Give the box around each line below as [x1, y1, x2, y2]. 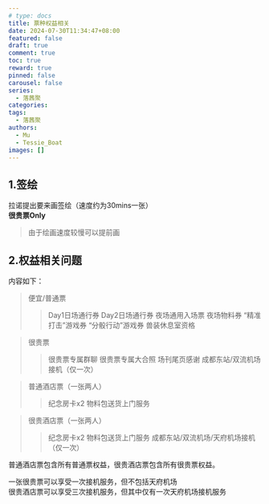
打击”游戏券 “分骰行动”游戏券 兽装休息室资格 [47, 320, 195, 330]
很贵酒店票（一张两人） [27, 416, 106, 425]
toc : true [8, 57, 42, 65]
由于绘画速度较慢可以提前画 [27, 228, 120, 238]
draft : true [8, 42, 48, 50]
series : [8, 86, 35, 95]
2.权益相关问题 [8, 254, 83, 267]
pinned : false [8, 71, 56, 79]
